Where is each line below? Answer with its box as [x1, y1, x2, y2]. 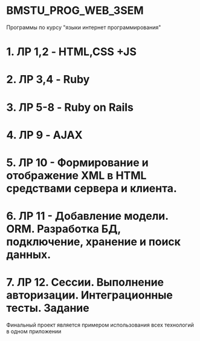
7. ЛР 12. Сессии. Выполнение [6, 276, 164, 290]
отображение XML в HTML [6, 168, 147, 182]
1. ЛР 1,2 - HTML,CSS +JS [6, 45, 137, 59]
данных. [6, 248, 51, 262]
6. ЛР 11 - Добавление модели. [6, 210, 169, 223]
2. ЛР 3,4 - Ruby [6, 73, 90, 87]
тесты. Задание [6, 301, 89, 315]
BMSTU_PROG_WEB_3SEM [6, 4, 144, 18]
